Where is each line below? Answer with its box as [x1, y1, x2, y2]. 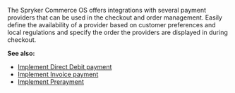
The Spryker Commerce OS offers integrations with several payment [7, 6, 207, 14]
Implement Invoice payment [17, 70, 99, 78]
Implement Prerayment [17, 78, 85, 86]
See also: [7, 49, 35, 57]
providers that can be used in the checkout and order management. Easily [7, 13, 222, 22]
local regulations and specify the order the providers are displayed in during [7, 28, 228, 36]
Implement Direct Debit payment [17, 63, 112, 71]
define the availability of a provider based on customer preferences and [7, 21, 216, 29]
